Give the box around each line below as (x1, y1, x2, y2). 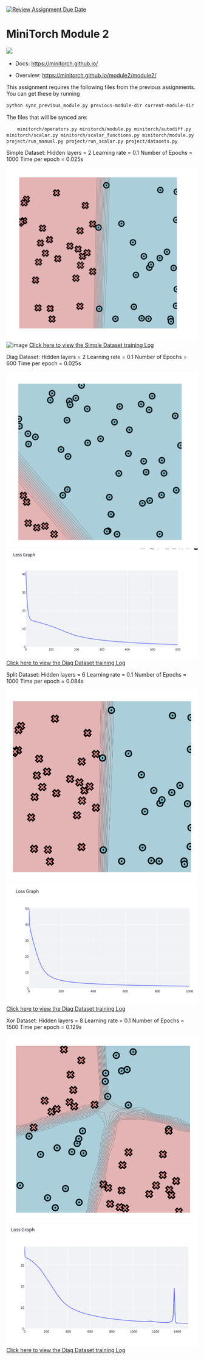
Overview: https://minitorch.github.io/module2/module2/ (15, 71, 157, 79)
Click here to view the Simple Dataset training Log (29, 341, 154, 349)
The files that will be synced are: (6, 113, 88, 121)
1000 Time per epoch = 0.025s (6, 155, 84, 163)
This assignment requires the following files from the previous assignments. (6, 83, 196, 91)
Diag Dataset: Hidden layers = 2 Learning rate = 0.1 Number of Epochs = (6, 353, 187, 360)
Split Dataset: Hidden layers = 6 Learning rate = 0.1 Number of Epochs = (6, 671, 187, 678)
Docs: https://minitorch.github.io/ (15, 60, 98, 67)
